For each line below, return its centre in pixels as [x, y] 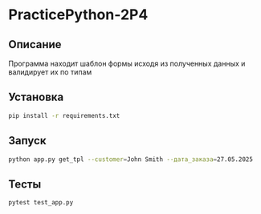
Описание [35, 44]
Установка [36, 97]
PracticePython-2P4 [78, 15]
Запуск [27, 141]
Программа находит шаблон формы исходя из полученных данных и [127, 63]
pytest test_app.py [41, 203]
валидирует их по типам [50, 72]
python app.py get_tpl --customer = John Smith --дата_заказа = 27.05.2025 [130, 159]
